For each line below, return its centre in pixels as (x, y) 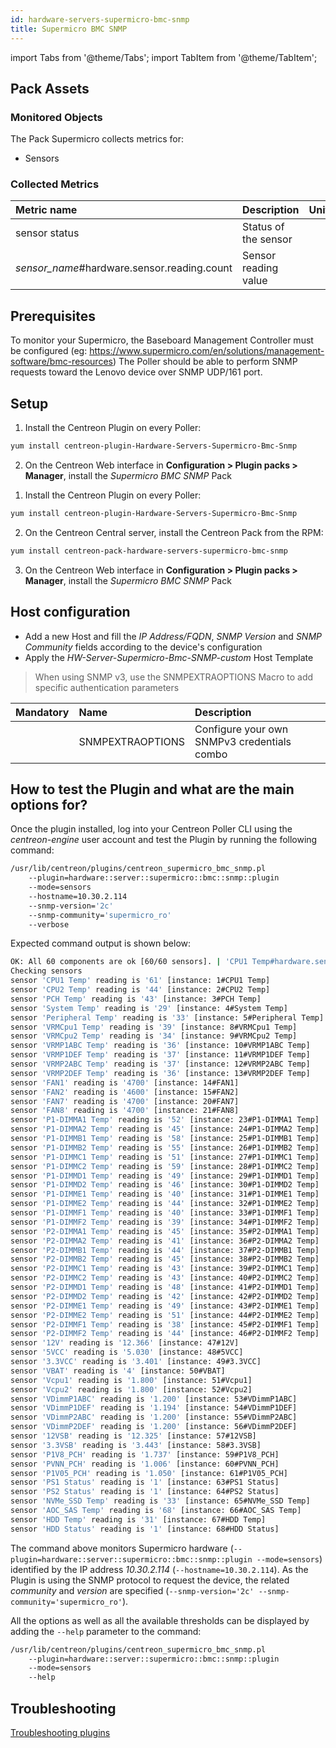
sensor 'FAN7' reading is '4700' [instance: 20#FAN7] (125, 1101)
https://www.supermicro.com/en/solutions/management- (207, 351)
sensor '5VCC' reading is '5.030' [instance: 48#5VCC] (127, 1352)
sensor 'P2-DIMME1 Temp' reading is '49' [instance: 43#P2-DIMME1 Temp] (165, 1306)
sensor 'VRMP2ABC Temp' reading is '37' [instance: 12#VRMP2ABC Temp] (160, 1064)
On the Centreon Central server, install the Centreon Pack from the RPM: (174, 532)
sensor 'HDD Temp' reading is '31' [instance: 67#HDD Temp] (138, 1519)
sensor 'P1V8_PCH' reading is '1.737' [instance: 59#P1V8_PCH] (145, 1454)
